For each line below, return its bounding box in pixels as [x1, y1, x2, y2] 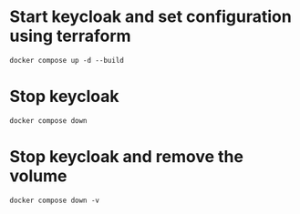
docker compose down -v [9, 196, 100, 205]
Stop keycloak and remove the [9, 147, 244, 168]
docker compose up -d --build [9, 56, 125, 65]
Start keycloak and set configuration [9, 6, 292, 27]
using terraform [9, 25, 131, 46]
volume [9, 166, 67, 187]
